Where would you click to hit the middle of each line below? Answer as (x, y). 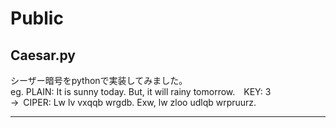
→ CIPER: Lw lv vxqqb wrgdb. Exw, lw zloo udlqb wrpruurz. (133, 102)
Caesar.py (43, 55)
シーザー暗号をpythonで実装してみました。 (99, 80)
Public (37, 18)
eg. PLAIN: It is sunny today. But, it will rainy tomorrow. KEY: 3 (141, 91)
